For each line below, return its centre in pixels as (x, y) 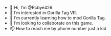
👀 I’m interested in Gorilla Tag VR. (43, 13)
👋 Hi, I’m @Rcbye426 (31, 8)
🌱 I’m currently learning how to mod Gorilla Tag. (58, 18)
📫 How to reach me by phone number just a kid (58, 28)
